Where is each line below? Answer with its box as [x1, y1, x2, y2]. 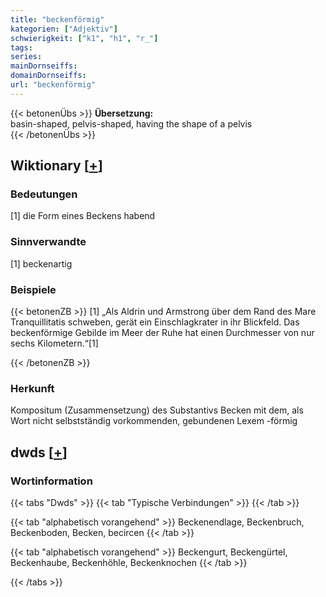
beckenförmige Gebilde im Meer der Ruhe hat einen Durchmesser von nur [10, 327, 315, 339]
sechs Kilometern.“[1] [10, 337, 99, 350]
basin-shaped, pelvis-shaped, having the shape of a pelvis [10, 117, 253, 130]
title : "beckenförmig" [10, 14, 105, 25]
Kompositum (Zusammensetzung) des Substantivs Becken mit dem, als [10, 404, 304, 416]
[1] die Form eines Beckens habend [10, 210, 156, 222]
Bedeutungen [10, 187, 78, 201]
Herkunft [10, 381, 55, 395]
